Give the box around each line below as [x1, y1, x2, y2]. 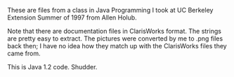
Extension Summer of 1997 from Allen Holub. [7, 13, 137, 22]
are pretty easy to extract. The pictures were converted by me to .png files [7, 34, 223, 43]
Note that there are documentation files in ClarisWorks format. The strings [7, 27, 221, 35]
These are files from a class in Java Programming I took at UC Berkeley [7, 6, 214, 14]
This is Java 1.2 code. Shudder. [7, 63, 98, 71]
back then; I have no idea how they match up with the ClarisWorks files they [7, 42, 227, 50]
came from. [7, 49, 41, 57]
